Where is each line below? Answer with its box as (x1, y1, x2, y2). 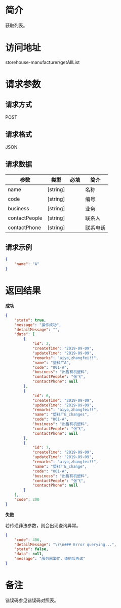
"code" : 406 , (14, 537, 42, 542)
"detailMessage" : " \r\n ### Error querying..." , (14, 542, 116, 547)
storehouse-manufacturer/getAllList (5, 59, 80, 65)
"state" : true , (14, 317, 47, 323)
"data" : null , (14, 552, 44, 557)
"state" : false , (14, 547, 49, 552)
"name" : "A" (14, 262, 39, 267)
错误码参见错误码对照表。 (5, 597, 59, 603)
